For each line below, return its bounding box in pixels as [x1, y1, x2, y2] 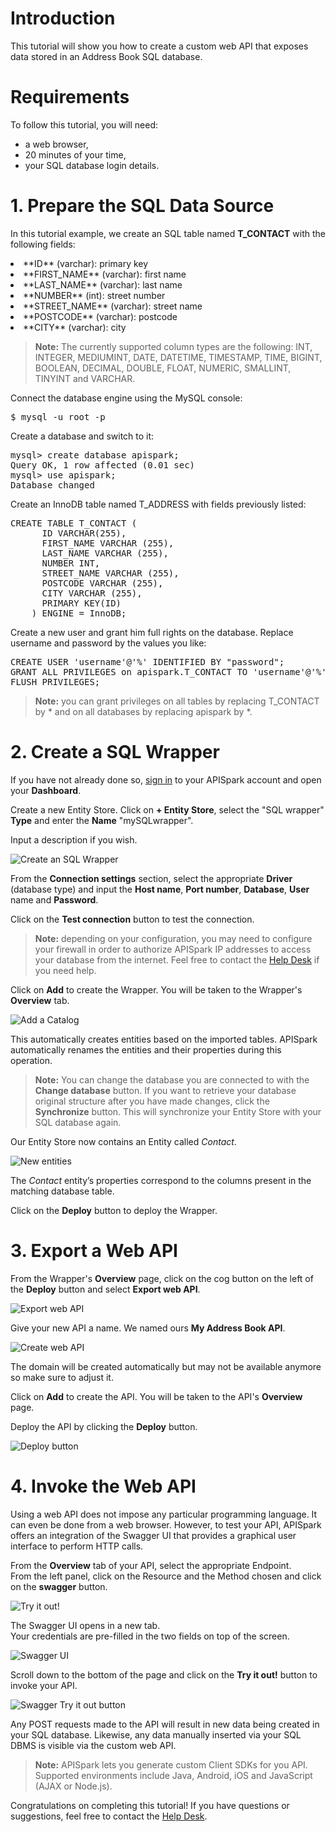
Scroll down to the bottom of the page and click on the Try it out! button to [10, 1668, 318, 1681]
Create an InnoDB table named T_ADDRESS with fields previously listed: [10, 498, 307, 510]
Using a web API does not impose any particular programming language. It [10, 1508, 318, 1520]
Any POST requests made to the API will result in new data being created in [10, 1718, 320, 1730]
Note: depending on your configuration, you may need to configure [34, 932, 313, 944]
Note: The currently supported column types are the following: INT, [34, 340, 313, 352]
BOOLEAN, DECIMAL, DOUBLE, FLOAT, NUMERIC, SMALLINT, [34, 362, 292, 374]
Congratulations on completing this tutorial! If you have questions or [10, 1799, 290, 1811]
